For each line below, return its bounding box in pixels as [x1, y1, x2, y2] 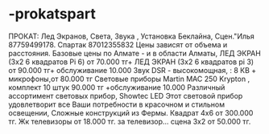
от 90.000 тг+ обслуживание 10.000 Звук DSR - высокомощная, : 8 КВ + [8, 65, 257, 75]
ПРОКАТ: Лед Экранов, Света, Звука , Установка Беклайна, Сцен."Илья [8, 31, 255, 41]
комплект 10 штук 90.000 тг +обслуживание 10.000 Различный [8, 82, 226, 92]
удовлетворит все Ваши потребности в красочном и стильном [8, 99, 226, 109]
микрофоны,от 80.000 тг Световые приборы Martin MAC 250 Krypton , [8, 74, 250, 83]
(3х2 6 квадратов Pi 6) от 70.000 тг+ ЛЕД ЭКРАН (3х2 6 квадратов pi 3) [8, 57, 255, 67]
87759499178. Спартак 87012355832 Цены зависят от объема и [8, 39, 228, 49]
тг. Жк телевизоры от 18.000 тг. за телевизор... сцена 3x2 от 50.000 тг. [8, 116, 251, 126]
